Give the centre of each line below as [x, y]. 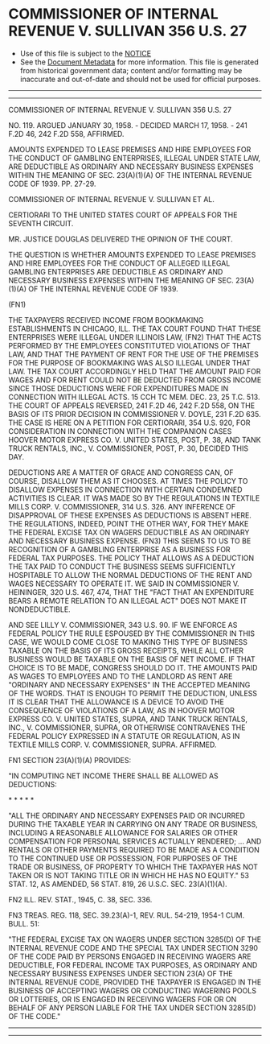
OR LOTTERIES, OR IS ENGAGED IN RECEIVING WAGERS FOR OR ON [123, 999]
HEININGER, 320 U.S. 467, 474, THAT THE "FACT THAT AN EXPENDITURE [131, 592]
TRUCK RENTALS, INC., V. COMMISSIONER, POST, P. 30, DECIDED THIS [129, 448]
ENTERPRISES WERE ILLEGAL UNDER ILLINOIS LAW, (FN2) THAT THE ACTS [135, 337]
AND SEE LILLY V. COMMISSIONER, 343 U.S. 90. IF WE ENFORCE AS [123, 625]
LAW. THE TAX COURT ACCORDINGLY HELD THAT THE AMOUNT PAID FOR [135, 371]
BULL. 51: [24, 923]
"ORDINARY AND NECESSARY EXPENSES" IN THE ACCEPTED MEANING [129, 684]
